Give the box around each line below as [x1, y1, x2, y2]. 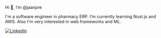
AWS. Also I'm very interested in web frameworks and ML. [5, 19, 121, 24]
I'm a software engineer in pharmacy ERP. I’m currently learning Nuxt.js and [5, 14, 156, 19]
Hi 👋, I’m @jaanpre [5, 5, 42, 10]
